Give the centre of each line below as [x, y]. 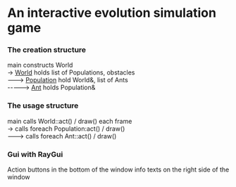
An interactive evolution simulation [112, 13]
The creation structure [47, 50]
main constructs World [40, 65]
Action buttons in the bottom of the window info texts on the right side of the [118, 169]
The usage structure [43, 105]
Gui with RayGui [35, 154]
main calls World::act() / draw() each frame [70, 121]
